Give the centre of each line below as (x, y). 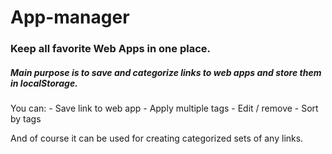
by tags (26, 119)
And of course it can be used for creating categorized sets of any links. (157, 138)
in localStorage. (44, 83)
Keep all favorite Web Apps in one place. (110, 49)
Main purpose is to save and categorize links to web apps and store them (166, 72)
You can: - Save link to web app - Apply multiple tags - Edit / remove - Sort (164, 108)
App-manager (70, 17)
